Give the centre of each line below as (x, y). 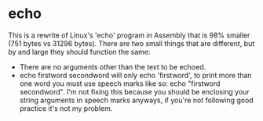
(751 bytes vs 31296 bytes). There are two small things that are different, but (131, 43)
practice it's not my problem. (66, 108)
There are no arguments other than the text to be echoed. (113, 66)
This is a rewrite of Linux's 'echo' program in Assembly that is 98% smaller (129, 35)
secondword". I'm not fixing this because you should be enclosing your (134, 91)
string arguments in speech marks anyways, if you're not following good (136, 100)
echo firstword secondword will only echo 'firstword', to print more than (136, 75)
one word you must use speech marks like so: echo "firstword (120, 84)
